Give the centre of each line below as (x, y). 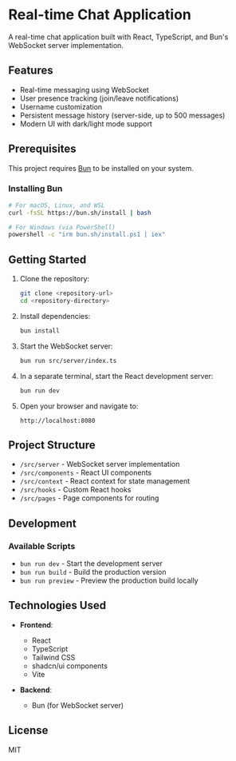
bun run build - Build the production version (93, 572)
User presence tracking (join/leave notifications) (99, 98)
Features (31, 71)
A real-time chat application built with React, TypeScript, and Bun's (118, 37)
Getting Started (47, 259)
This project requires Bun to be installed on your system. (101, 168)
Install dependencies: (55, 316)
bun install (39, 331)
